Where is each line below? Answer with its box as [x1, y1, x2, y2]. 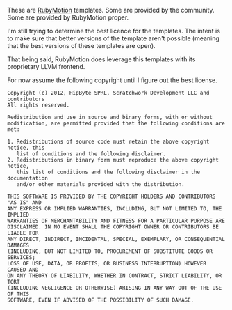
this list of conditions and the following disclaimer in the [16, 169, 200, 176]
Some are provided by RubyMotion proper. [7, 13, 129, 22]
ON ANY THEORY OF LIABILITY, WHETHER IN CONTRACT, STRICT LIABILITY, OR [7, 272, 222, 279]
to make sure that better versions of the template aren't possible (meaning [7, 34, 220, 42]
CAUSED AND [7, 266, 39, 273]
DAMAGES [7, 242, 30, 249]
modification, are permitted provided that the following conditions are [7, 120, 226, 127]
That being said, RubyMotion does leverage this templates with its [7, 55, 196, 63]
